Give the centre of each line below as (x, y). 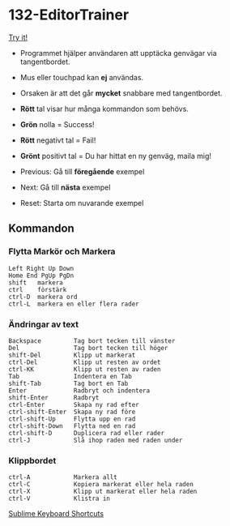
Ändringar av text (44, 324)
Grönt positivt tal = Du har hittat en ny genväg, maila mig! (116, 156)
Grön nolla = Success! (57, 124)
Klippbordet (32, 460)
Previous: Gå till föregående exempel (82, 171)
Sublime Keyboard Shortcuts (56, 514)
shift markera (36, 282)
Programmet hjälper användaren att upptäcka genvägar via (118, 53)
